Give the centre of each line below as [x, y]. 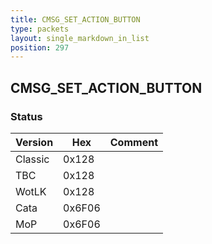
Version [34, 142]
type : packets [40, 29]
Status [26, 116]
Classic [32, 159]
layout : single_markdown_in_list [80, 38]
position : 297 [40, 47]
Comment [133, 142]
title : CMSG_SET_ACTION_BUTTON [75, 19]
